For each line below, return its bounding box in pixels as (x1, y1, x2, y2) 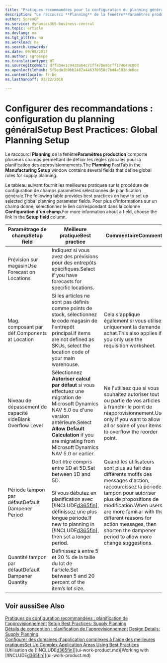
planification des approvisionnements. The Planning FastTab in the (5, 162, 141, 168)
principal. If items (51, 330, 91, 336)
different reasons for (103, 514, 152, 521)
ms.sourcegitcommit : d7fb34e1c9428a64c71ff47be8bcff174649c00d (5, 63, 139, 68)
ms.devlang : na (5, 30, 37, 35)
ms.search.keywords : (5, 44, 48, 49)
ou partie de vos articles (103, 397, 161, 404)
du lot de (51, 560, 73, 567)
